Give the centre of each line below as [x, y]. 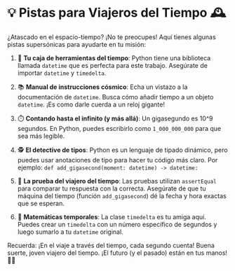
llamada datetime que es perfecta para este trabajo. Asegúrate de [113, 65]
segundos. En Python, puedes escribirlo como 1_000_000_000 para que [119, 128]
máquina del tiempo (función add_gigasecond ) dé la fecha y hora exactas [122, 195]
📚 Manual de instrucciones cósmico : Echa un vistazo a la [102, 87]
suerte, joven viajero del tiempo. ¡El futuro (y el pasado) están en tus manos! [117, 253]
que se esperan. [41, 203]
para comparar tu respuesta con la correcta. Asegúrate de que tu [112, 188]
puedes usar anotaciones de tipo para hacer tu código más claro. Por [117, 160]
